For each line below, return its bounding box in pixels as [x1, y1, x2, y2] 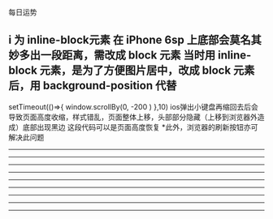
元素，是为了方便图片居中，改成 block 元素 [39, 63, 255, 78]
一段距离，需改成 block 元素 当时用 [40, 49, 216, 62]
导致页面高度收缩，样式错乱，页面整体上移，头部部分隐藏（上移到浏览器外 [8, 112, 258, 122]
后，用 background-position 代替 [8, 79, 177, 92]
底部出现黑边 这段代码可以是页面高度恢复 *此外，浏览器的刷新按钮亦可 [22, 122, 258, 131]
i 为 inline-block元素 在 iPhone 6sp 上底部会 [8, 33, 230, 47]
